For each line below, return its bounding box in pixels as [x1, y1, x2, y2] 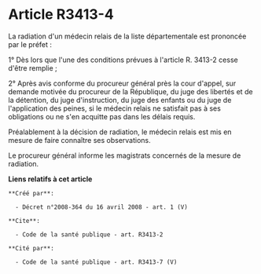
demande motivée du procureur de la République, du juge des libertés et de [8, 86, 253, 96]
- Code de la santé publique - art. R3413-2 [15, 230, 164, 239]
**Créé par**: [8, 189, 55, 197]
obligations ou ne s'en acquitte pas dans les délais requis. [8, 111, 196, 121]
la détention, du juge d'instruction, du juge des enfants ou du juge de [8, 95, 232, 104]
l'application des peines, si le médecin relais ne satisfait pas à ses [8, 104, 222, 113]
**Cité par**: [8, 244, 55, 252]
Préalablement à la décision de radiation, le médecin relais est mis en [8, 127, 232, 137]
